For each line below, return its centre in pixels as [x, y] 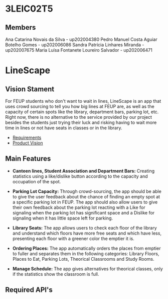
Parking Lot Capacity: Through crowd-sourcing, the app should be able [87, 191]
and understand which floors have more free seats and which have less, [87, 233]
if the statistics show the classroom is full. [56, 274]
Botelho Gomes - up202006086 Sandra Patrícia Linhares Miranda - [75, 45]
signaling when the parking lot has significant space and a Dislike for [83, 212]
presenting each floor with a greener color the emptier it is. [73, 238]
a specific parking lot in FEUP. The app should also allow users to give [85, 202]
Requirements [27, 137]
